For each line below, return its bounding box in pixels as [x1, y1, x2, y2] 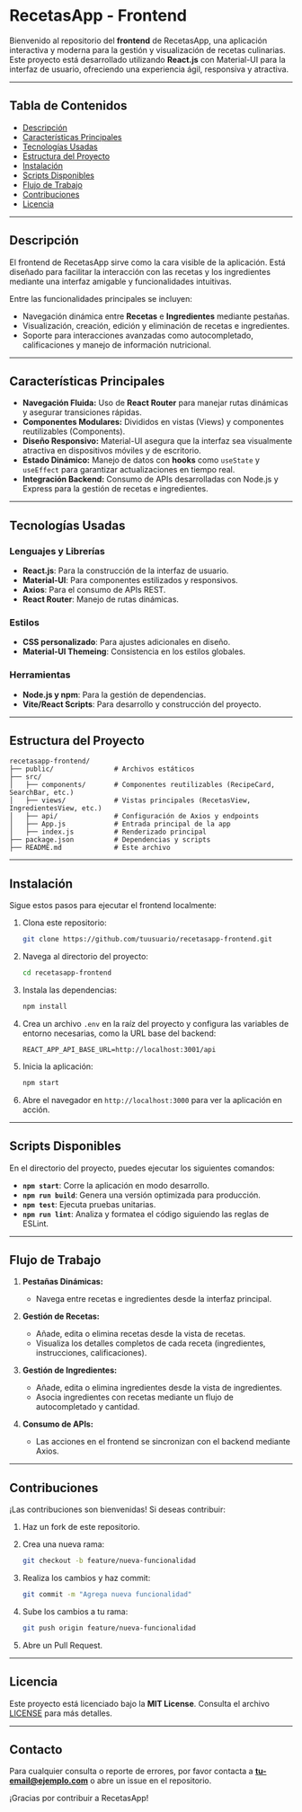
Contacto [9, 1742, 63, 1757]
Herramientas [9, 668, 71, 681]
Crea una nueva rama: [22, 1539, 105, 1550]
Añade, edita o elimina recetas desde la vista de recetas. [35, 1329, 245, 1339]
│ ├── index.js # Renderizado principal [9, 827, 207, 836]
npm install [22, 1003, 67, 1012]
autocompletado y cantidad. [35, 1401, 140, 1412]
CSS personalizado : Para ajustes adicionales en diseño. [22, 637, 231, 648]
